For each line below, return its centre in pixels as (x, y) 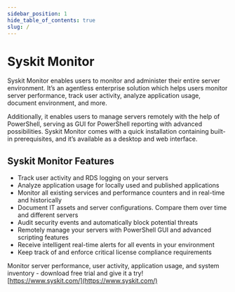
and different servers (48, 215)
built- (218, 132)
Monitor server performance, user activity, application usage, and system (113, 266)
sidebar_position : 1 (38, 14)
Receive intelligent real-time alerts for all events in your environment (116, 245)
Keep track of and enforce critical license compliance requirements (114, 252)
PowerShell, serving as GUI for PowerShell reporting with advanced (105, 124)
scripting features (43, 237)
